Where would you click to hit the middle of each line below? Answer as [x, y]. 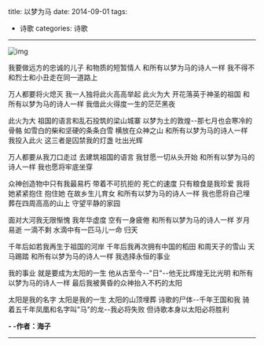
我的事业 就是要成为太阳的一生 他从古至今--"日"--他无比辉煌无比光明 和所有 [131, 273]
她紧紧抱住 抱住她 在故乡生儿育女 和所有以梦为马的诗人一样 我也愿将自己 [126, 193]
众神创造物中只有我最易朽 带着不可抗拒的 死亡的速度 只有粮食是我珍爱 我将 [129, 184]
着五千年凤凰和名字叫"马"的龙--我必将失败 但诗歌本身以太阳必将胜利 [119, 309]
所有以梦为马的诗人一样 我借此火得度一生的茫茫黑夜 [92, 104]
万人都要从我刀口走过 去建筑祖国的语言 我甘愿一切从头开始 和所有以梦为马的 [132, 157]
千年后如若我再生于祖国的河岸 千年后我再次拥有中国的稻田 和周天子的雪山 [127, 247]
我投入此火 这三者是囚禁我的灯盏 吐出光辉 [75, 140]
